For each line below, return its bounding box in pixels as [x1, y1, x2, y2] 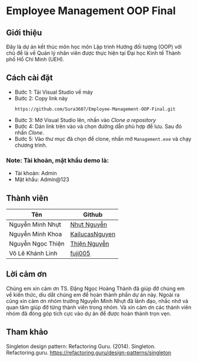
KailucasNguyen [70, 230, 116, 238]
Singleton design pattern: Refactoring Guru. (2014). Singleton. [6, 343, 156, 350]
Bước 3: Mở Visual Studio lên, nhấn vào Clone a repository [14, 116, 156, 123]
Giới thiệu [6, 28, 42, 38]
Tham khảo [6, 327, 48, 337]
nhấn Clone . [14, 129, 44, 136]
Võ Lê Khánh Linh [9, 249, 58, 257]
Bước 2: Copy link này [14, 94, 68, 101]
